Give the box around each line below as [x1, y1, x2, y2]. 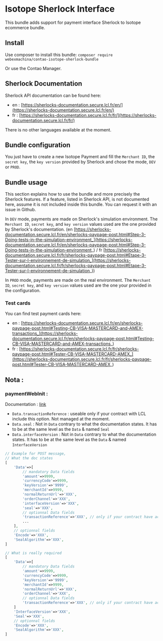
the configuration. [5, 288, 41, 293]
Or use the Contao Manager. [5, 65, 62, 71]
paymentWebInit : [5, 390, 49, 397]
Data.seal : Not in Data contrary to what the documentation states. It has [12, 421, 157, 427]
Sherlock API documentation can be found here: [5, 92, 101, 98]
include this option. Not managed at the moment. [12, 416, 110, 422]
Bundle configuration [5, 141, 71, 149]
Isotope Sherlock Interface [5, 3, 115, 15]
